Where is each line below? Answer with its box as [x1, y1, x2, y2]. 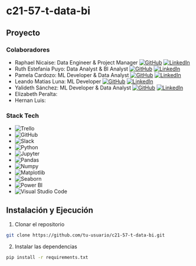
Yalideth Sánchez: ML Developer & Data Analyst [14, 84, 131, 91]
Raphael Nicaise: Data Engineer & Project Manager [14, 59, 138, 66]
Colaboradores [6, 46, 50, 54]
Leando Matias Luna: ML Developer [14, 78, 102, 85]
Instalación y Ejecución [6, 205, 93, 215]
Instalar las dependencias [14, 243, 78, 250]
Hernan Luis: [14, 97, 46, 104]
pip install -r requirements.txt [6, 254, 89, 260]
